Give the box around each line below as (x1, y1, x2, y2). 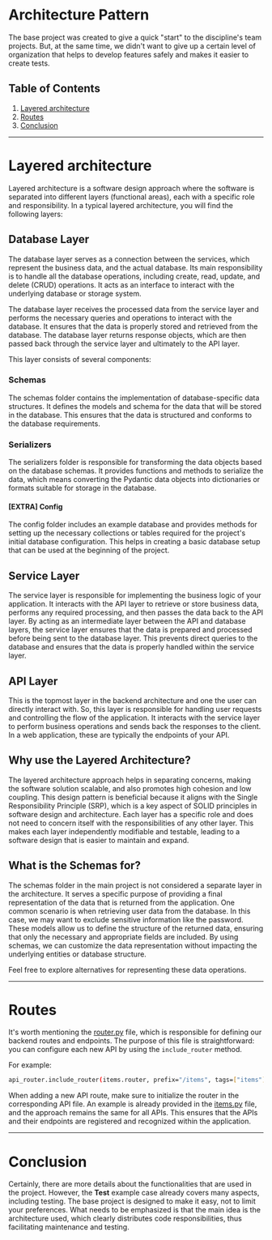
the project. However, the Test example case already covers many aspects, (8, 1188, 260, 1198)
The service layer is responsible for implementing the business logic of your (8, 590, 261, 600)
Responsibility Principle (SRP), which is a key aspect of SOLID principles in (8, 800, 257, 811)
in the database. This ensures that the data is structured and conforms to (8, 410, 253, 420)
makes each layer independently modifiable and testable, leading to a (8, 826, 240, 836)
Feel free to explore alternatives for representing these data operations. (8, 965, 247, 974)
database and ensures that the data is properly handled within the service (8, 642, 255, 652)
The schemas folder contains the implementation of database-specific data (8, 393, 260, 403)
